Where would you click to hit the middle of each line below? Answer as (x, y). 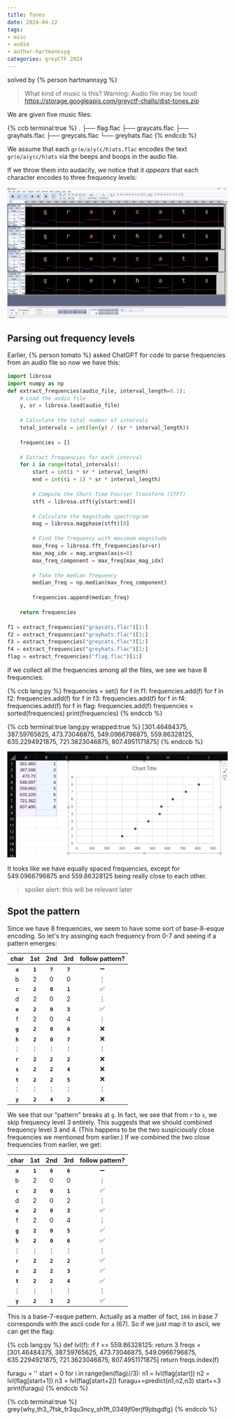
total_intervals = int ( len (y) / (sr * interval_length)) (105, 428)
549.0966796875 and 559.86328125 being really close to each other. (107, 876)
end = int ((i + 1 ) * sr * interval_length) (97, 479)
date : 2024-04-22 (33, 22)
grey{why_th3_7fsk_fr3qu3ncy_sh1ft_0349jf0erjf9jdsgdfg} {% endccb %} (112, 1409)
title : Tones (26, 15)
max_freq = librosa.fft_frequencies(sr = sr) (97, 546)
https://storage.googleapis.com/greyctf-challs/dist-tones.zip (112, 101)
